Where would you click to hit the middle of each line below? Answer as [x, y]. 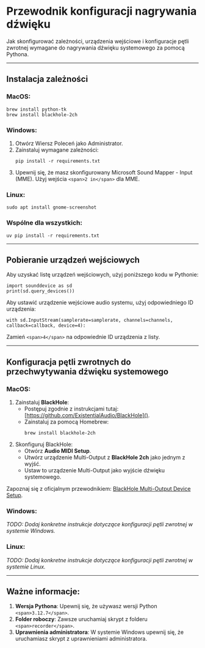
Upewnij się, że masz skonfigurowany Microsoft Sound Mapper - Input [104, 172]
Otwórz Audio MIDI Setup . [58, 451]
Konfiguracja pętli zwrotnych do [69, 362]
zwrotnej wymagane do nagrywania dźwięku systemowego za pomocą [95, 48]
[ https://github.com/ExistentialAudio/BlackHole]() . [87, 415]
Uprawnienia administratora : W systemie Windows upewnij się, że [99, 632]
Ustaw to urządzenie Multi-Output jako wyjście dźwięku [94, 471]
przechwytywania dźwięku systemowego [88, 371]
